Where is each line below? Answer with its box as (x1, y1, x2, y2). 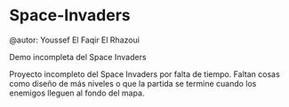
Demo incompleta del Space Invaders (9, 51, 147, 62)
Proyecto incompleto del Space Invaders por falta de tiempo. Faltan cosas (9, 68, 280, 80)
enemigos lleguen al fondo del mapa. (9, 88, 145, 98)
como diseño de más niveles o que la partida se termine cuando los (9, 78, 257, 88)
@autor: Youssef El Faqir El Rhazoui (9, 34, 140, 45)
